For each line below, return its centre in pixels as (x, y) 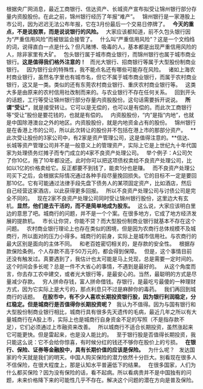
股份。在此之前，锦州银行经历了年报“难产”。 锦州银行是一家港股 (108, 16)
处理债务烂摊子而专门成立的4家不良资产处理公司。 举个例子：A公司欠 (105, 153)
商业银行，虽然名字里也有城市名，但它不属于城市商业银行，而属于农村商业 (104, 77)
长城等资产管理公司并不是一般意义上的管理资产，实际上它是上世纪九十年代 (99, 145)
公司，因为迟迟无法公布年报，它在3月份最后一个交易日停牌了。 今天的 (100, 24)
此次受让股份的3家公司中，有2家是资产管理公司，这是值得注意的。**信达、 (100, 138)
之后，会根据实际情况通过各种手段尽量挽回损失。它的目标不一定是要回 (109, 175)
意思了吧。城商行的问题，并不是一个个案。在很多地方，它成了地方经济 (104, 213)
